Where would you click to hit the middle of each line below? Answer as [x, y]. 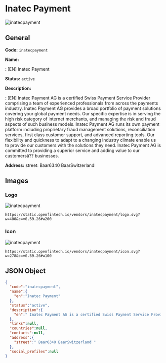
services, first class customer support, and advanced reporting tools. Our [80, 135]
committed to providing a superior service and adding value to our [72, 150]
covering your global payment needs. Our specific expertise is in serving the [83, 113]
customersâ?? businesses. [32, 156]
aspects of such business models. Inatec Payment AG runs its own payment [82, 124]
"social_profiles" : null [34, 351]
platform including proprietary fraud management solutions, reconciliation [80, 129]
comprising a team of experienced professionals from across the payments [82, 103]
